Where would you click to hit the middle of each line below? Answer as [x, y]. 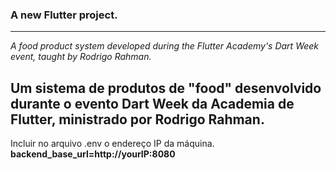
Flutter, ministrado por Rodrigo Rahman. [137, 119]
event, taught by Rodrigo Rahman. [81, 57]
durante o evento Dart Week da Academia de [152, 103]
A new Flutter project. [64, 15]
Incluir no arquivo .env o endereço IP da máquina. [112, 144]
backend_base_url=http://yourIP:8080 [93, 154]
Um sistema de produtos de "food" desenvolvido [166, 88]
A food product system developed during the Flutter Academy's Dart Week [165, 46]
